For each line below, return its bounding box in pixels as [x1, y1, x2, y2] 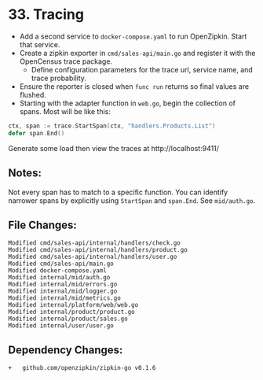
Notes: [8, 167, 42, 180]
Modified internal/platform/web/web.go [8, 301, 139, 309]
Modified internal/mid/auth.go [8, 274, 111, 282]
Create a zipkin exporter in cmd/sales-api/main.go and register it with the [19, 48, 256, 57]
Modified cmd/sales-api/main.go [8, 260, 114, 268]
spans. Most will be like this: [19, 106, 111, 116]
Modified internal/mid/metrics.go [8, 294, 122, 302]
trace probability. [31, 73, 86, 83]
